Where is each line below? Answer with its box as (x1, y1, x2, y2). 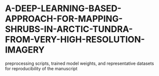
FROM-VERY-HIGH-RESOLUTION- (5, 34, 145, 45)
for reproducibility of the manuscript (5, 65, 78, 71)
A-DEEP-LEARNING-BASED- (5, 3, 122, 14)
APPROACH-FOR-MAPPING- (5, 13, 123, 24)
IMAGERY (5, 44, 45, 56)
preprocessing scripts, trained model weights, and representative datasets (5, 60, 154, 66)
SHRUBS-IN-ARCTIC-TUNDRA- (5, 24, 133, 35)
